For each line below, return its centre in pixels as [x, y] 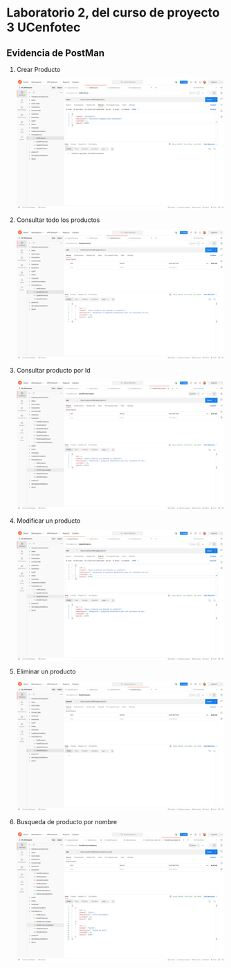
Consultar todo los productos [58, 220]
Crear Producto [38, 69]
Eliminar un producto [46, 671]
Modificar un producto [48, 521]
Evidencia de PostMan [56, 53]
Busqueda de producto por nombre [67, 821]
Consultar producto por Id [53, 371]
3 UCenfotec [44, 27]
